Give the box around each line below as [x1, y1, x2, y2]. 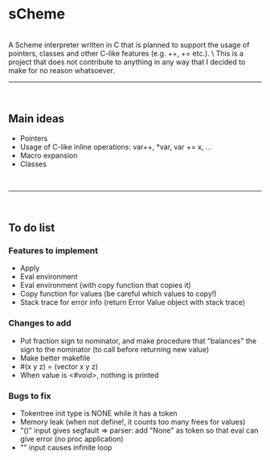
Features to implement [8, 245, 99, 257]
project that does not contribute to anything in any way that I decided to [8, 57, 246, 67]
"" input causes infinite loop [19, 443, 112, 453]
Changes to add [8, 318, 72, 329]
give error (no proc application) [19, 434, 124, 444]
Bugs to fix [8, 390, 51, 401]
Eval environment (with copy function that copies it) [19, 281, 191, 290]
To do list [8, 221, 55, 235]
